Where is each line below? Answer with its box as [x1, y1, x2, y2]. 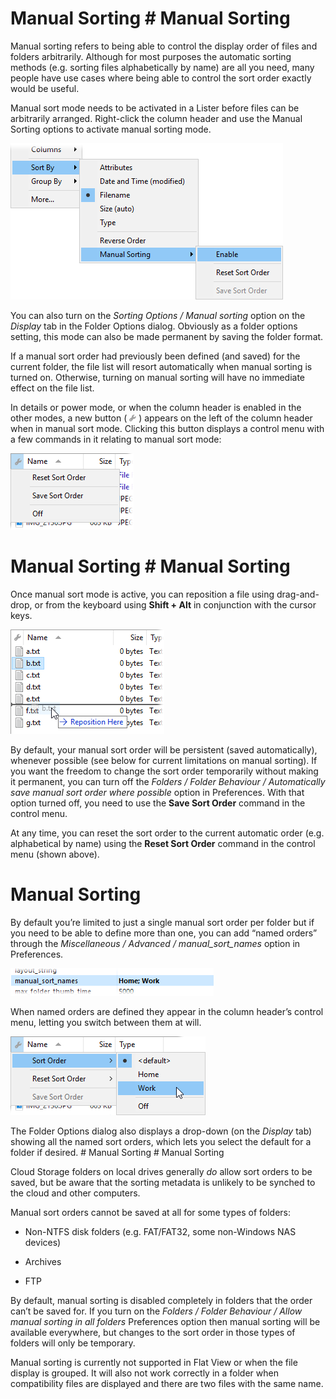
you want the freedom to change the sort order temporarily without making [10, 765, 319, 777]
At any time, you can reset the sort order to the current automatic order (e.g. [10, 827, 325, 839]
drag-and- [276, 588, 320, 600]
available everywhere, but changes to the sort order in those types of [10, 1326, 296, 1338]
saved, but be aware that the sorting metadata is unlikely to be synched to [10, 1176, 316, 1188]
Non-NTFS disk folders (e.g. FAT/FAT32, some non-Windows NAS [24, 1225, 297, 1237]
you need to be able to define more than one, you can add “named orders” [10, 927, 318, 939]
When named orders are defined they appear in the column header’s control [10, 1005, 324, 1017]
